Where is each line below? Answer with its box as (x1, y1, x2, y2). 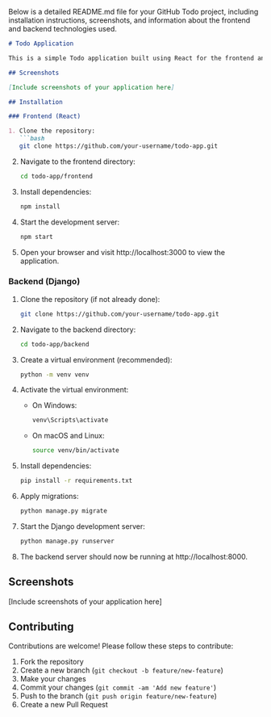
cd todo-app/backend (19, 340, 90, 348)
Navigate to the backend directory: (19, 325, 136, 334)
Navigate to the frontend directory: (19, 157, 135, 166)
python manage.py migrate (19, 507, 107, 515)
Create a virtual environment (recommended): (19, 354, 173, 364)
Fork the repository (19, 657, 85, 667)
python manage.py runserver (19, 537, 115, 545)
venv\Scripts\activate (31, 416, 109, 425)
